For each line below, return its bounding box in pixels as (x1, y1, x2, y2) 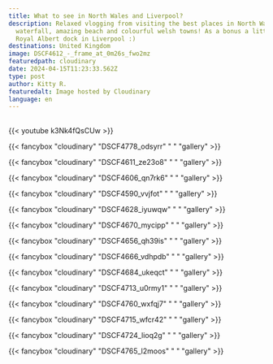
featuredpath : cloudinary (8, 58, 96, 66)
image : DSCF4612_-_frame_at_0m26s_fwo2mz (8, 50, 151, 58)
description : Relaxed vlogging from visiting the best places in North (8, 19, 256, 28)
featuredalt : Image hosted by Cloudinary (8, 87, 151, 96)
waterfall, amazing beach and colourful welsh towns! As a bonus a (15, 27, 249, 35)
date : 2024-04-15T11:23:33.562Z (8, 65, 118, 73)
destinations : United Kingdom (8, 42, 111, 50)
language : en (8, 95, 53, 103)
